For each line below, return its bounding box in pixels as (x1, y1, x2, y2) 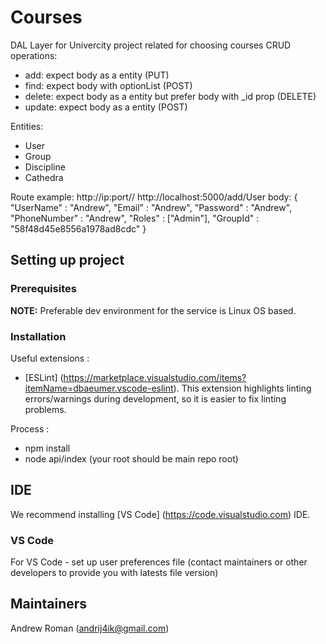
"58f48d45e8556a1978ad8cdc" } (10, 222, 147, 235)
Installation (10, 329, 67, 343)
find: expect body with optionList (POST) (24, 79, 193, 91)
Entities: (10, 120, 44, 132)
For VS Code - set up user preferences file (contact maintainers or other (10, 556, 308, 568)
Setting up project (10, 252, 125, 269)
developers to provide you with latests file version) (10, 567, 219, 579)
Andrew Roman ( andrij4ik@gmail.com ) (10, 622, 170, 634)
